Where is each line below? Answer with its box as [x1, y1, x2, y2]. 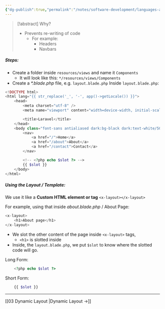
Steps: [5, 57, 19, 63]
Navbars [39, 46, 56, 52]
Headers [39, 40, 57, 47]
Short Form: [5, 275, 29, 281]
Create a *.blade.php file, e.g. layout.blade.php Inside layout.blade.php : [12, 80, 159, 86]
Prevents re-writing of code [24, 30, 81, 36]
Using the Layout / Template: [5, 182, 66, 188]
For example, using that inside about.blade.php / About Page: [5, 204, 130, 210]
